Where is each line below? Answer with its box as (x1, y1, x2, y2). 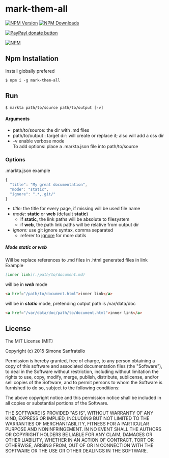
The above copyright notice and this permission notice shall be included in (5, 394, 161, 400)
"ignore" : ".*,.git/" (10, 191, 56, 196)
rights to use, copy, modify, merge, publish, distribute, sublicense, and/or (5, 374, 159, 380)
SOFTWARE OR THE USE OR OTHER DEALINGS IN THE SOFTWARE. (5, 447, 148, 453)
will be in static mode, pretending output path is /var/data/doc (5, 301, 136, 307)
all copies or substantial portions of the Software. (5, 400, 108, 406)
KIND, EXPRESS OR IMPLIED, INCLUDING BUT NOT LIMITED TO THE (5, 415, 150, 421)
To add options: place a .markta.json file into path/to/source (12, 143, 138, 149)
